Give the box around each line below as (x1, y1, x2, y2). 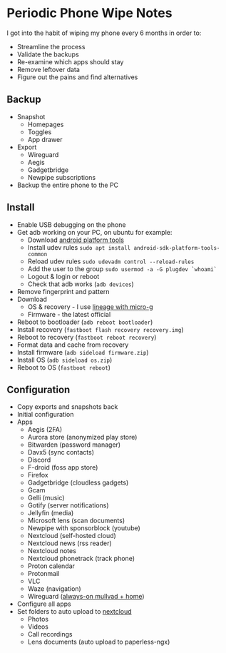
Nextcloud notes (27, 547, 76, 555)
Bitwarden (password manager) (27, 440, 121, 449)
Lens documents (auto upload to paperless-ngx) (27, 637, 170, 647)
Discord (27, 455, 51, 465)
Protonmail (27, 570, 60, 578)
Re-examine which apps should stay (16, 57, 124, 66)
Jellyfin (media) (27, 509, 74, 517)
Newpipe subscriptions (27, 173, 96, 181)
